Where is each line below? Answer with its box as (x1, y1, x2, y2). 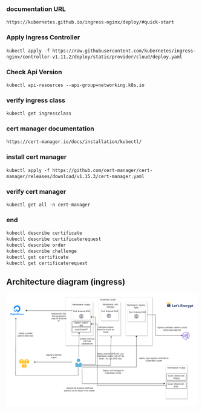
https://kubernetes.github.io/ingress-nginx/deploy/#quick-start (6, 19, 174, 25)
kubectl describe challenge (6, 248, 77, 255)
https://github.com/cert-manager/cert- (52, 167, 153, 173)
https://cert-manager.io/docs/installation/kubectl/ (6, 139, 142, 145)
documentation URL (6, 5, 67, 13)
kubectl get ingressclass (6, 110, 71, 116)
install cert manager (6, 153, 67, 161)
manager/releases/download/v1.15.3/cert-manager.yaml (6, 173, 145, 179)
